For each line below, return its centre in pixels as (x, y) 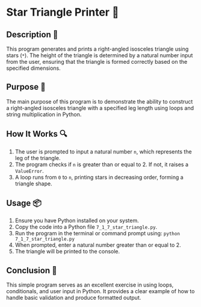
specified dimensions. (34, 68)
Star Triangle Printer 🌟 (63, 12)
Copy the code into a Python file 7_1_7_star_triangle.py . (86, 227)
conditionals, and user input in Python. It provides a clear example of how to (100, 291)
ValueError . (29, 170)
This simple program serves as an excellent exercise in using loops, (90, 285)
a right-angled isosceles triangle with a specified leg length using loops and (100, 108)
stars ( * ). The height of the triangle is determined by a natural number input (100, 55)
